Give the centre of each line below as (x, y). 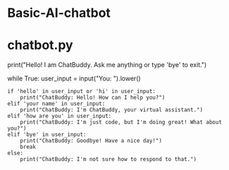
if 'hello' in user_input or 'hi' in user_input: (82, 92)
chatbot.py (40, 45)
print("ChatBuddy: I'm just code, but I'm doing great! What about (121, 122)
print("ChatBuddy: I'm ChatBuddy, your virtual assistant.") (111, 110)
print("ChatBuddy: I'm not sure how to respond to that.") (109, 159)
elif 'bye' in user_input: (47, 135)
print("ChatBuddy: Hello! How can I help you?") (93, 98)
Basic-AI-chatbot (59, 13)
